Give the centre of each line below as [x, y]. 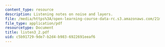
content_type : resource [29, 10]
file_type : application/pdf [34, 23]
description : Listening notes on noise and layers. [59, 14]
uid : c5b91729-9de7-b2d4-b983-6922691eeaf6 [50, 37]
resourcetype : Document [29, 28]
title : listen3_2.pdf [27, 32]
